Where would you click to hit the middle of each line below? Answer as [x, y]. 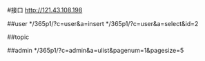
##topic [18, 37]
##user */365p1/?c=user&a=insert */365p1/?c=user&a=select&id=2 [103, 24]
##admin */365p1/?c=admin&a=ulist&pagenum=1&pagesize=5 [96, 50]
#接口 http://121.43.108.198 [45, 10]
